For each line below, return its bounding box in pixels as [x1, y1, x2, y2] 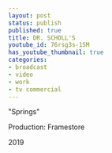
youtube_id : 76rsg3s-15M [8, 41, 90, 49]
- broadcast [8, 63, 47, 71]
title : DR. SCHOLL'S [8, 33, 77, 42]
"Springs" [8, 107, 40, 117]
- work [8, 78, 30, 86]
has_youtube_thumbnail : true [8, 48, 104, 56]
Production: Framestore [8, 122, 85, 132]
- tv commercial [8, 85, 62, 94]
